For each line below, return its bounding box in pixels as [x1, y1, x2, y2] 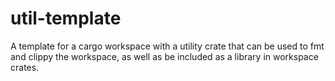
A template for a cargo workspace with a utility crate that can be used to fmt [10, 40, 325, 52]
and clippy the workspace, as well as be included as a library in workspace [10, 50, 319, 62]
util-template [10, 7, 122, 30]
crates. [10, 61, 40, 73]
